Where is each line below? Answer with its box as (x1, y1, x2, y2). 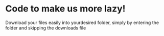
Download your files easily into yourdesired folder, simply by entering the (5, 19, 159, 25)
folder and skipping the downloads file (5, 24, 86, 30)
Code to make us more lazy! (5, 3, 126, 14)
